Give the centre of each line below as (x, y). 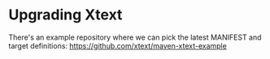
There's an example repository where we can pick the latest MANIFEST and (135, 37)
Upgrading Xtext (65, 15)
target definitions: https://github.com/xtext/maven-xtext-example (118, 45)
